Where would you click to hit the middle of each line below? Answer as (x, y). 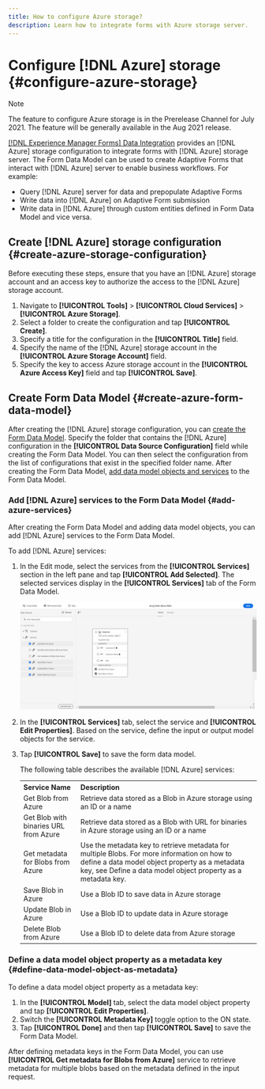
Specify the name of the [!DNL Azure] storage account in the (118, 347)
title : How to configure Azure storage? (76, 17)
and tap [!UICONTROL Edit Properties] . (84, 1011)
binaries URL (44, 826)
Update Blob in (47, 909)
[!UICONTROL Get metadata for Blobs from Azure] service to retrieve (122, 1060)
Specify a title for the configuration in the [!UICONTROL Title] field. (129, 340)
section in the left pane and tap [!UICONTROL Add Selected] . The (127, 575)
